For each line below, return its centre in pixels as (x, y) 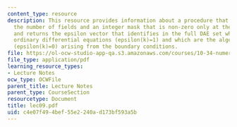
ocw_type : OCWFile (34, 79)
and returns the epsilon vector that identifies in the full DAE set (118, 34)
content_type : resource (42, 14)
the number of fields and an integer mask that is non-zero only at (116, 27)
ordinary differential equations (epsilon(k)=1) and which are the (115, 40)
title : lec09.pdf (33, 106)
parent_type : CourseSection (49, 92)
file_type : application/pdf (49, 60)
